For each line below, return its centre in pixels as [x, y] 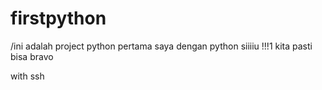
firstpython [58, 18]
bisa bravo [32, 56]
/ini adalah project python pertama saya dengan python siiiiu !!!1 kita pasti [161, 46]
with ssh [27, 76]
